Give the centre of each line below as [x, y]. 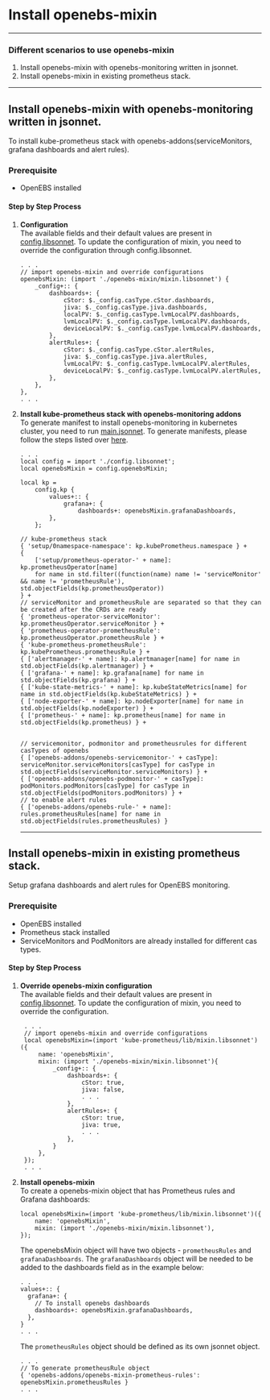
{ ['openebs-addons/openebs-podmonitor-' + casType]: [112, 779]
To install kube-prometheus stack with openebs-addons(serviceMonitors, [130, 141]
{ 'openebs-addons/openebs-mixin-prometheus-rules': [110, 1375]
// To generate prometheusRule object [85, 1368]
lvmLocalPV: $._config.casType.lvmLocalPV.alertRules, [157, 364]
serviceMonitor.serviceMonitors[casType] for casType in [117, 764]
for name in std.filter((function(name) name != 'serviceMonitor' [148, 574]
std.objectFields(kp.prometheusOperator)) [92, 588]
